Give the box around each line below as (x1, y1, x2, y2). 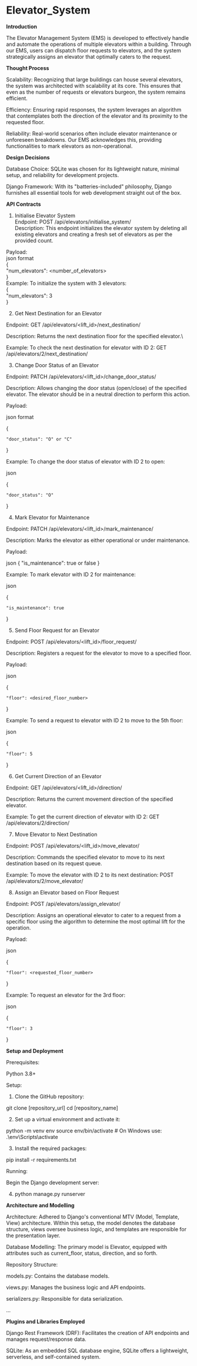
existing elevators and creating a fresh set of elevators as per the (14, 231, 173, 238)
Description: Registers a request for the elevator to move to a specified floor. (6, 649, 192, 657)
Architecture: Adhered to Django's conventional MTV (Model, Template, (6, 1213, 179, 1220)
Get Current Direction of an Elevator (14, 772, 102, 779)
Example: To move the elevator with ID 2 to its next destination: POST (6, 871, 174, 878)
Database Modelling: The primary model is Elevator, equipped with (6, 1243, 168, 1250)
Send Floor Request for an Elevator (14, 627, 100, 634)
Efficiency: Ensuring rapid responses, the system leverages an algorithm (6, 106, 182, 113)
